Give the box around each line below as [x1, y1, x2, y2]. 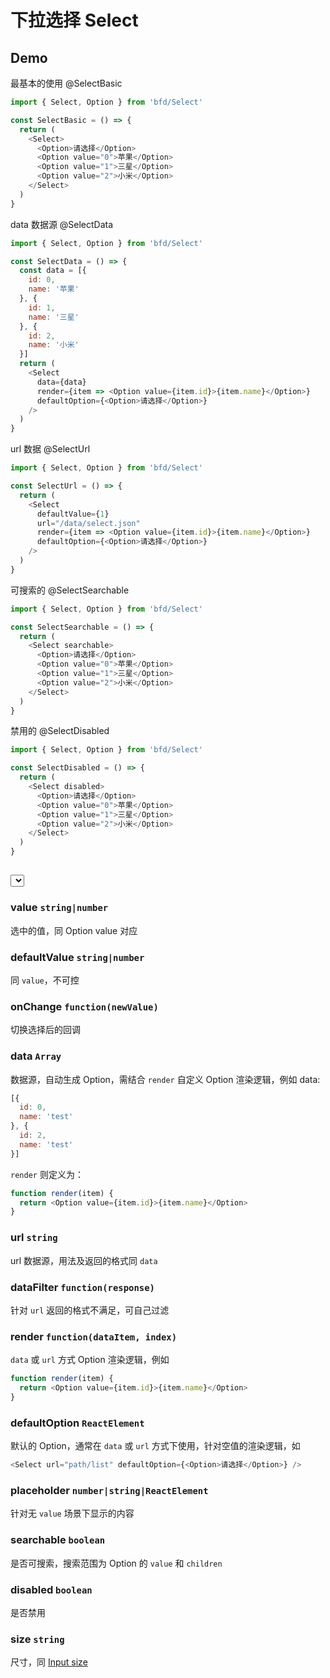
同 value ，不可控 [10, 974, 80, 986]
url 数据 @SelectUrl [10, 443, 91, 455]
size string [10, 1632, 65, 1646]
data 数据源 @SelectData [10, 218, 114, 230]
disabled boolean [10, 1582, 93, 1596]
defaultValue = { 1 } [36, 509, 110, 519]
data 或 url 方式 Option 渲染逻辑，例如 [10, 1354, 170, 1366]
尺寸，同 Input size [10, 1656, 88, 1668]
